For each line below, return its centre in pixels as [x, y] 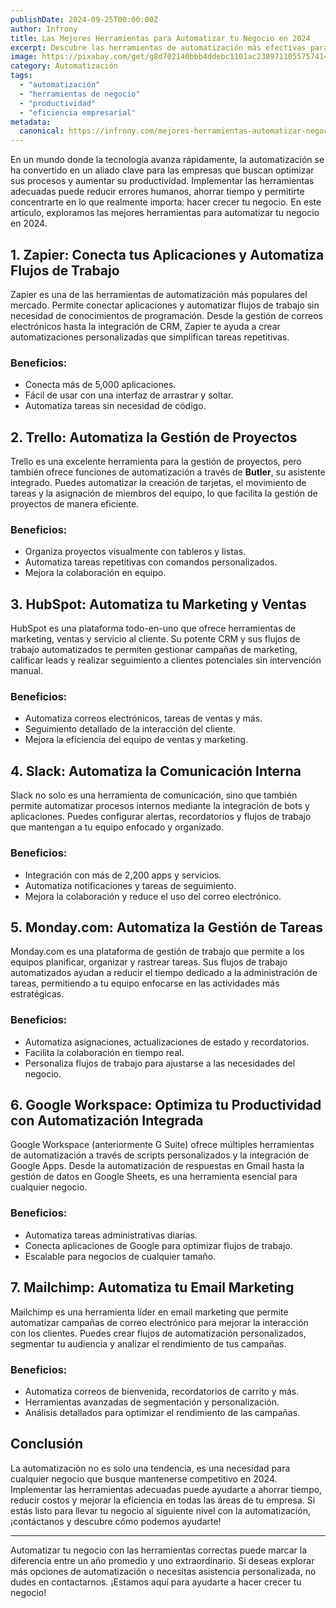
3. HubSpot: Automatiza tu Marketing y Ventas [158, 604]
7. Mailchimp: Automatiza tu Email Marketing [152, 1287]
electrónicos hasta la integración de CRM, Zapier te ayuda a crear [145, 326]
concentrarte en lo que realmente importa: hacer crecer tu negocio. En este [166, 202]
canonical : [42, 131]
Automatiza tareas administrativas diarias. [111, 1235]
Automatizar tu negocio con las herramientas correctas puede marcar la [158, 1550]
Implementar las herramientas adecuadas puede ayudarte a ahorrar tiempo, [166, 1489]
